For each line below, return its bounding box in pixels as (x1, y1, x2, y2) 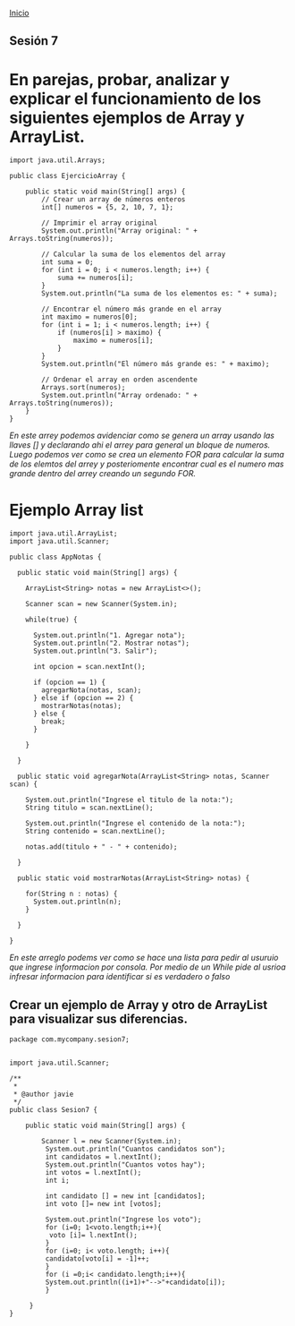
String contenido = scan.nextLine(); (25, 827, 166, 836)
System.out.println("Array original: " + (41, 227, 198, 235)
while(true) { (25, 615, 78, 625)
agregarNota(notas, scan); (41, 686, 142, 695)
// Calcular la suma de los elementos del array (41, 250, 226, 259)
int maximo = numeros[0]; (41, 312, 139, 321)
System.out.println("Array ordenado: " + (41, 391, 198, 400)
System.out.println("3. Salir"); (32, 646, 158, 656)
